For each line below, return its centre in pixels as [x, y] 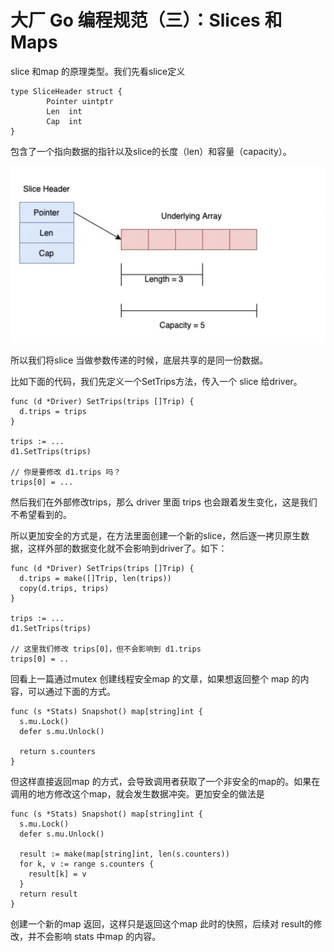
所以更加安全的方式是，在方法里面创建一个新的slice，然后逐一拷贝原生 [156, 535]
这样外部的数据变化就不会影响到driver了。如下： [127, 548]
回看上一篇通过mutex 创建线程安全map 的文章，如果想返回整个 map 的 [155, 678]
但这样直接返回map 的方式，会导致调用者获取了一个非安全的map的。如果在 [165, 781]
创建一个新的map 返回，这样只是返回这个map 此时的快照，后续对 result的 [162, 923]
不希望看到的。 [41, 514]
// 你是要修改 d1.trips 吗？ [66, 472]
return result [48, 894]
